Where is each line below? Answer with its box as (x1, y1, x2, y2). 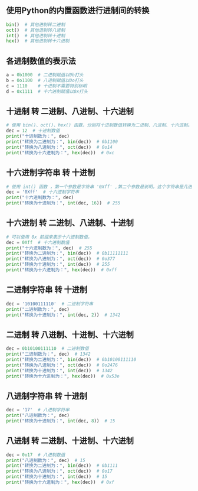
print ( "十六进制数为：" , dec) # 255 (6, 245, 93, 251)
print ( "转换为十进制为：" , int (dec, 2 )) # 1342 (6, 312, 121, 318)
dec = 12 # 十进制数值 (6, 128, 60, 134)
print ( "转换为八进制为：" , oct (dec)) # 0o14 (6, 144, 113, 150)
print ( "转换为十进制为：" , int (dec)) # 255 (6, 262, 110, 268)
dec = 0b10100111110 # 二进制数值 (6, 346, 90, 352)
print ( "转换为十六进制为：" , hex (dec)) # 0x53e (6, 373, 120, 379)
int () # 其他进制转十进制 (6, 32, 65, 38)
